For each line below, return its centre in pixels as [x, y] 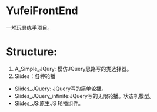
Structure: [32, 52]
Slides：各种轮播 [35, 76]
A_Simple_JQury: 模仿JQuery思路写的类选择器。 [73, 69]
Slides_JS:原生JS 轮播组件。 [49, 103]
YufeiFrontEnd [42, 11]
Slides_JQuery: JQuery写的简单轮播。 [61, 89]
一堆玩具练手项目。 [29, 28]
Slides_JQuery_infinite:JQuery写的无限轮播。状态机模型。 [84, 96]
